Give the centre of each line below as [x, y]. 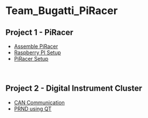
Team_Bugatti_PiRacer [62, 11]
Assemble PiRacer [36, 46]
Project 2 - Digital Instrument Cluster [74, 88]
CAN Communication [39, 102]
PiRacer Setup [31, 59]
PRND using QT [33, 109]
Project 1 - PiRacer [39, 32]
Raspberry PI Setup [37, 53]
